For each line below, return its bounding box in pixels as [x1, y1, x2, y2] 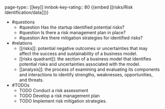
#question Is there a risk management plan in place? [19, 30, 126, 35]
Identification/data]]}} [4, 9, 49, 15]
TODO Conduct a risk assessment [19, 88, 88, 93]
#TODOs [11, 82, 30, 88]
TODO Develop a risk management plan [19, 93, 100, 99]
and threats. [19, 77, 44, 83]
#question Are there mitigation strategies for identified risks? [19, 35, 143, 41]
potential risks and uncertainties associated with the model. [19, 61, 141, 67]
